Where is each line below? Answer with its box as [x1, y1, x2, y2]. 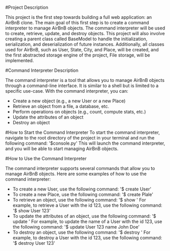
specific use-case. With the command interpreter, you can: [5, 88, 128, 94]
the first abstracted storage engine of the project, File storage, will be [5, 52, 151, 58]
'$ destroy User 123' [12, 240, 55, 246]
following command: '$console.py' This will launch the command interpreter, [5, 140, 165, 146]
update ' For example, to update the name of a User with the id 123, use [12, 218, 162, 225]
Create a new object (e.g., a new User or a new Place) [12, 98, 126, 104]
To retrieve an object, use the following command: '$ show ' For [12, 197, 146, 203]
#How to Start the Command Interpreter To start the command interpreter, [5, 129, 160, 135]
